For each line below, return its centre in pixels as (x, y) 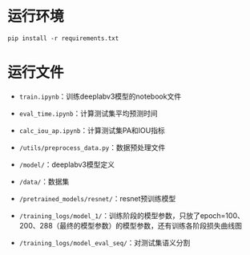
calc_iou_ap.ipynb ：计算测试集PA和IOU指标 (92, 130)
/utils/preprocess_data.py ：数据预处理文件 (92, 147)
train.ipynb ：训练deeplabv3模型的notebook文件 (100, 96)
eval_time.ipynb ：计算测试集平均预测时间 (88, 113)
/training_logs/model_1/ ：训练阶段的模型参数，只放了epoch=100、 (132, 215)
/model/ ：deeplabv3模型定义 (67, 164)
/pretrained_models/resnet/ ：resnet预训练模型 (97, 198)
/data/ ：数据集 (44, 181)
